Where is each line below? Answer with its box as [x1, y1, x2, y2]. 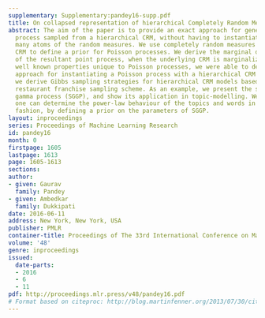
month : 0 [8, 136, 37, 144]
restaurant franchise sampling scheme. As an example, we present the [15, 84, 252, 93]
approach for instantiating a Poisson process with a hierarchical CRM [15, 70, 256, 78]
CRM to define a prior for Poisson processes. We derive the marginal [15, 48, 252, 56]
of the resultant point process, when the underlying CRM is [15, 56, 221, 64]
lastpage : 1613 [8, 151, 58, 159]
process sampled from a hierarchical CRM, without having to [15, 33, 221, 42]
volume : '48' [8, 239, 51, 247]
